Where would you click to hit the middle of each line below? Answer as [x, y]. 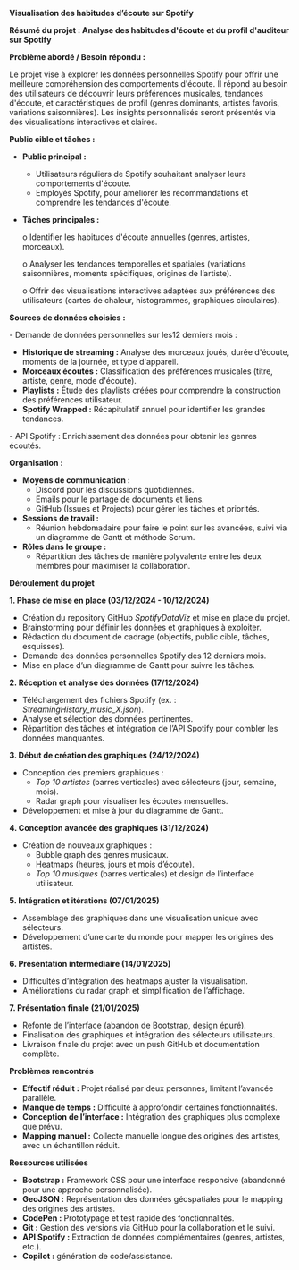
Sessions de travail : [61, 518]
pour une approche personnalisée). [87, 1190]
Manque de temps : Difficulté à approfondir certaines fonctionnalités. [150, 1107]
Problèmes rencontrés [51, 1071]
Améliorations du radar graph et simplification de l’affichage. [133, 991]
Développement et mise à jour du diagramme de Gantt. [123, 810]
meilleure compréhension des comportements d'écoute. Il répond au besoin [149, 84]
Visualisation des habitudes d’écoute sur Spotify [101, 13]
